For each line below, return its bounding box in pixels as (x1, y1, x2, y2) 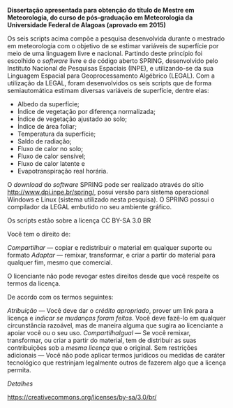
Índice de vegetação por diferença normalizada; (17, 108, 156, 115)
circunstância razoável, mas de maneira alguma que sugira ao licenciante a (7, 321, 223, 330)
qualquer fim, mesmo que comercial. (7, 258, 113, 267)
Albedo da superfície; (17, 100, 80, 108)
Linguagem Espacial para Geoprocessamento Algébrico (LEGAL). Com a (7, 71, 215, 80)
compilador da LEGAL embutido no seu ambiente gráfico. (7, 203, 172, 211)
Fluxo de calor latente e (17, 160, 85, 167)
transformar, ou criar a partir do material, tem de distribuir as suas (7, 336, 197, 344)
